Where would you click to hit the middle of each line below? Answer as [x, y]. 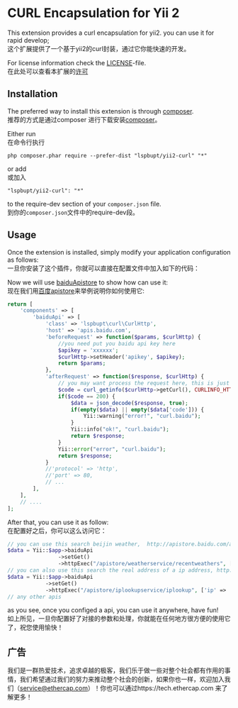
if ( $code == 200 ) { [86, 396]
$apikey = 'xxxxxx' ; [88, 350]
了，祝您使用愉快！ [35, 627]
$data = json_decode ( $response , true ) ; [130, 403]
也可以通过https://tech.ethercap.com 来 [164, 688]
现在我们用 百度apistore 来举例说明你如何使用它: [76, 291]
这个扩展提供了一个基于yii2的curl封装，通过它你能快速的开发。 [99, 48]
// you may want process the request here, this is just [144, 383]
